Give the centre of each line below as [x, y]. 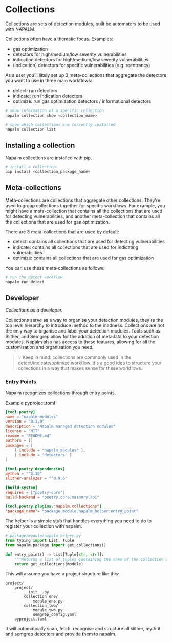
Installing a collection [40, 145]
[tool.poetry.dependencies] [35, 469]
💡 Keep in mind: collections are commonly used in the [74, 357]
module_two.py [48, 610]
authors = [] [19, 440]
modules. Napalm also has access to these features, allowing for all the [80, 342]
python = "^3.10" [24, 474]
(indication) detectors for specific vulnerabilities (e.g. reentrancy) [81, 65]
